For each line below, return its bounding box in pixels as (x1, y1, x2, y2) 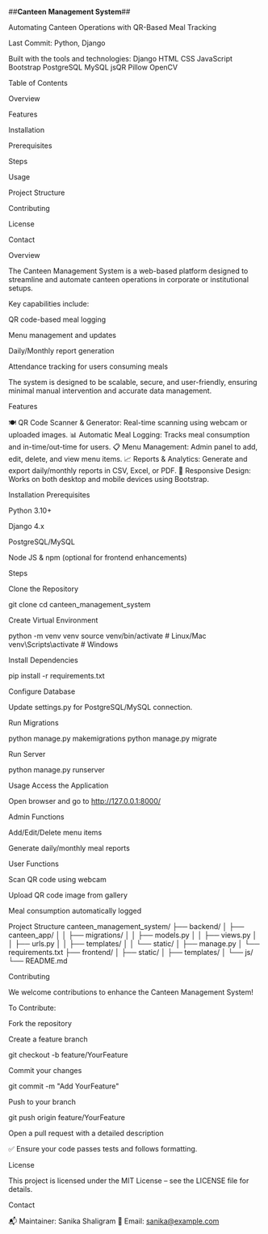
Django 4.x (8, 522, 44, 530)
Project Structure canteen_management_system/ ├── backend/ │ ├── (8, 922, 245, 931)
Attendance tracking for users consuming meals (8, 361, 169, 371)
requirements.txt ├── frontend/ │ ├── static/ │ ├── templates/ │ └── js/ (8, 948, 253, 957)
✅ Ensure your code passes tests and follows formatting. (8, 1144, 198, 1153)
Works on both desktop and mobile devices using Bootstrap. (8, 475, 210, 484)
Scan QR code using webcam (8, 875, 107, 884)
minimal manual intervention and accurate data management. (8, 386, 212, 395)
